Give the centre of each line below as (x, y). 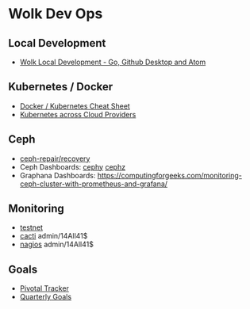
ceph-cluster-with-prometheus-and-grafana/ (94, 184)
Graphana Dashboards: (58, 175)
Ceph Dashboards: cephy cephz (72, 166)
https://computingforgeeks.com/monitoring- (169, 175)
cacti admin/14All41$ (54, 236)
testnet (31, 227)
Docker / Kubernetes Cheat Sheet (75, 106)
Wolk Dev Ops (56, 14)
